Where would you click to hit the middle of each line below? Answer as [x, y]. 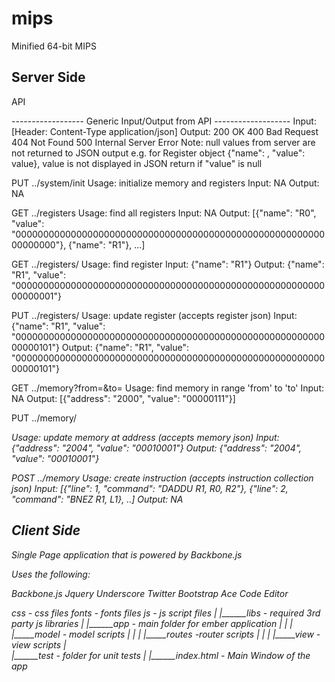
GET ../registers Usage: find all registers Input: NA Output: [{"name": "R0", [164, 213]
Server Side [48, 77]
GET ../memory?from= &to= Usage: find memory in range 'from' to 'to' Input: [168, 388]
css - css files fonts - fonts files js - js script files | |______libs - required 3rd [166, 613]
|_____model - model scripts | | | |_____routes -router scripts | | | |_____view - [166, 634]
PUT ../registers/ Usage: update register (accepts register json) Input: [154, 315]
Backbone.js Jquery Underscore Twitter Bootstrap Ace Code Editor [150, 593]
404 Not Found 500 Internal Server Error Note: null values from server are [163, 142]
